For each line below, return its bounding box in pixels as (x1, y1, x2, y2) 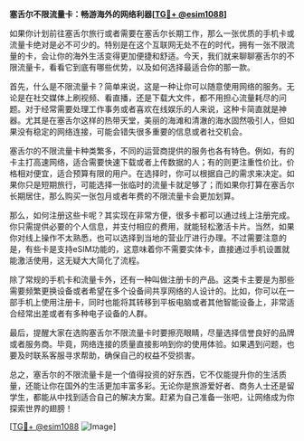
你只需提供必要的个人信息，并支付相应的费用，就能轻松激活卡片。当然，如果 (9, 221, 295, 231)
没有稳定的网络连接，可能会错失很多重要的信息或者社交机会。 (16, 127, 247, 136)
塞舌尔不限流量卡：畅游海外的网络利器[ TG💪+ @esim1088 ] (9, 9, 228, 19)
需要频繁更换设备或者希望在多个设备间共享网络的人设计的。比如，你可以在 (9, 286, 287, 296)
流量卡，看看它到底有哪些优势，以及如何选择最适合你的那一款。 (16, 62, 255, 72)
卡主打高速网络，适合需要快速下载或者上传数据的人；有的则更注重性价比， (9, 157, 287, 167)
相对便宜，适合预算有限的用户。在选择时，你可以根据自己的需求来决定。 (16, 168, 287, 179)
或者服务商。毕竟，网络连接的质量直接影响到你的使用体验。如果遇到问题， (9, 339, 287, 349)
